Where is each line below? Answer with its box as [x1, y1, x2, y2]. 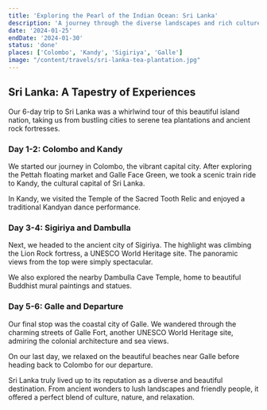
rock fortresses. [8, 123, 60, 133]
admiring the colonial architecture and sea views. [8, 336, 169, 346]
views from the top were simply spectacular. [8, 257, 153, 267]
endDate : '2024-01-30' [8, 33, 83, 42]
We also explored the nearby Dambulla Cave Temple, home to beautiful [8, 272, 242, 283]
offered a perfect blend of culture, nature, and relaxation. [8, 392, 195, 402]
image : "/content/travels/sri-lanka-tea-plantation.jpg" [8, 57, 201, 64]
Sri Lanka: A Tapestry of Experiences [8, 85, 196, 100]
